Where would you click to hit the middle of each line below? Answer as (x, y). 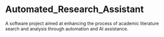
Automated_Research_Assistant (75, 9)
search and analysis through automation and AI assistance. (67, 28)
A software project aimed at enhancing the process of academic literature (82, 23)
